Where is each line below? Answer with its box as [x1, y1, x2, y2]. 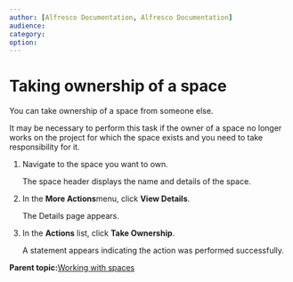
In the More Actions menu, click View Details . [21, 193, 191, 205]
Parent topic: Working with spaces [9, 262, 135, 273]
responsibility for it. [9, 141, 80, 152]
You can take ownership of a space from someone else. [9, 106, 214, 117]
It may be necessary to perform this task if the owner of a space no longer [9, 123, 282, 133]
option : [9, 37, 38, 47]
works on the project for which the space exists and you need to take [9, 133, 264, 143]
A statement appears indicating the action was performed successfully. [21, 246, 285, 256]
